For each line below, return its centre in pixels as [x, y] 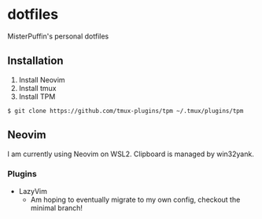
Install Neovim [42, 79]
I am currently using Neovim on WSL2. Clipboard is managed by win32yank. [131, 154]
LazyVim [33, 191]
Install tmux [37, 88]
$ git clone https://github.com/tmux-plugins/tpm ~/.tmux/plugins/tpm [125, 111]
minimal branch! [57, 208]
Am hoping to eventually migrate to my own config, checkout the [135, 199]
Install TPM [37, 97]
